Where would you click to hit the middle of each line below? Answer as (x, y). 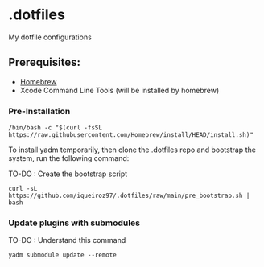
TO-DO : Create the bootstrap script (68, 174)
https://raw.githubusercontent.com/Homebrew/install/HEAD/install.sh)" (131, 135)
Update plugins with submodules (74, 223)
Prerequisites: (44, 62)
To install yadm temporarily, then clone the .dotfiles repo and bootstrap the (132, 150)
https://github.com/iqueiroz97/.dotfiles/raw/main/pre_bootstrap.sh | (129, 196)
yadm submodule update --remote (62, 255)
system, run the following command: (69, 158)
